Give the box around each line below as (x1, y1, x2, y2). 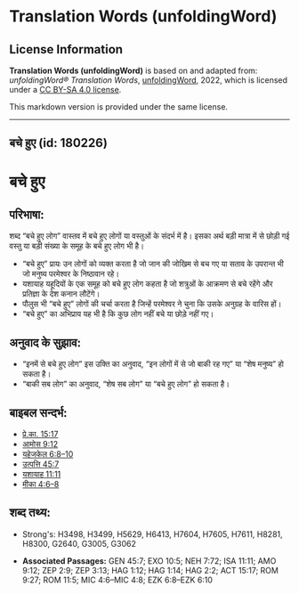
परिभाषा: (9, 207, 44, 222)
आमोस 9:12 (21, 439, 59, 450)
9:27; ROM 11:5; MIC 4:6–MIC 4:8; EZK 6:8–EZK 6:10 (21, 574, 214, 585)
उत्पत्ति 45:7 (21, 459, 60, 469)
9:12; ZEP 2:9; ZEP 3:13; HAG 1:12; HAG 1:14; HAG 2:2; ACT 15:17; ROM (21, 565, 279, 575)
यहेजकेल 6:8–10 (21, 449, 74, 460)
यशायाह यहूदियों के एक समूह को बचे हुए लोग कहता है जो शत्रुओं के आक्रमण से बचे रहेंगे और (21, 279, 273, 289)
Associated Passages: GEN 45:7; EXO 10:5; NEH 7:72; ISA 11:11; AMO (21, 555, 277, 566)
